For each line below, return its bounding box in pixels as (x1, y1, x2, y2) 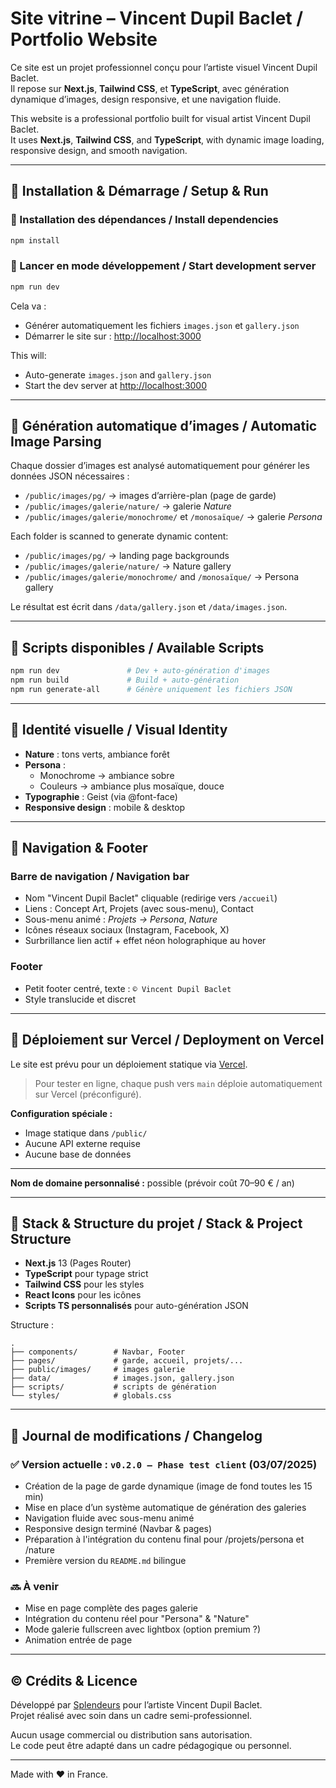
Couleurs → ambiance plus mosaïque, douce (39, 780, 225, 792)
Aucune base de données (24, 1148, 132, 1160)
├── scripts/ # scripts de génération (10, 1382, 217, 1392)
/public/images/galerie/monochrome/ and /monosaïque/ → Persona (24, 571, 300, 583)
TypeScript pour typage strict (24, 1268, 149, 1280)
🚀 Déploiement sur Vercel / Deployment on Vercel (10, 1032, 325, 1049)
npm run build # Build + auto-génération (10, 675, 240, 686)
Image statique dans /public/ (24, 1127, 148, 1139)
